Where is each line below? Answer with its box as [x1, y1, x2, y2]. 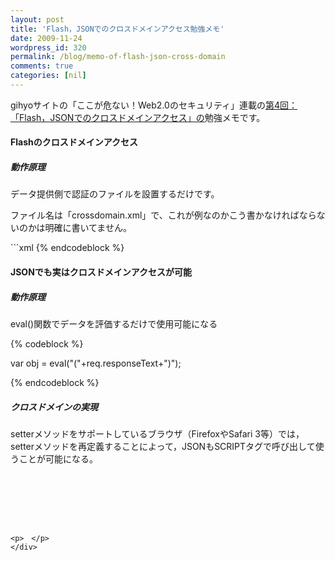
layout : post [10, 14, 65, 25]
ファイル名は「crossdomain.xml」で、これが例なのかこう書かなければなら [10, 209, 317, 221]
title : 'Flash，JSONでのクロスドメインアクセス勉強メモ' [10, 24, 225, 34]
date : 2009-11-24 [10, 33, 83, 43]
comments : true [10, 61, 74, 71]
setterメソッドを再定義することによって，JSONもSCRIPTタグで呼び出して [10, 440, 316, 452]
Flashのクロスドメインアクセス [10, 136, 138, 148]
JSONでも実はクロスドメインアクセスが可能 [10, 266, 193, 278]
